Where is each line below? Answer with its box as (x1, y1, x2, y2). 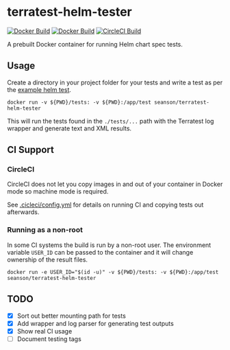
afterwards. (7, 208, 40, 216)
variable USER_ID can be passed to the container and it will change (7, 248, 194, 256)
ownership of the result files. (7, 255, 88, 264)
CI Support (7, 144, 55, 156)
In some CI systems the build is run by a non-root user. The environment (7, 241, 212, 249)
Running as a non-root (7, 225, 84, 235)
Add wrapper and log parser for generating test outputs (16, 319, 175, 327)
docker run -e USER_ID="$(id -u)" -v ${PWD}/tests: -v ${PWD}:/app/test (7, 268, 219, 275)
